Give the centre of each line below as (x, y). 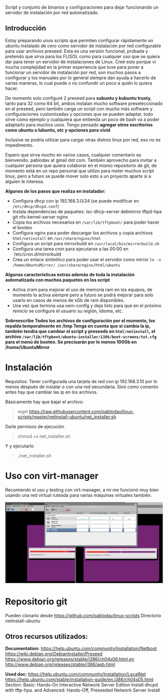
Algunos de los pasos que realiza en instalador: (55, 191)
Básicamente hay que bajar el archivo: (44, 402)
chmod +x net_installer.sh (44, 436)
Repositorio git (36, 601)
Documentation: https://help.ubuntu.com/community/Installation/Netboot (81, 648)
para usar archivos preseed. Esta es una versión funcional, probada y (77, 51)
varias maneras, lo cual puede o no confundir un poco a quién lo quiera (79, 83)
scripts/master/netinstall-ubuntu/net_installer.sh (67, 417)
